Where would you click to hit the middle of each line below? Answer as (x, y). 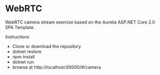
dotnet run (23, 62)
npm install (24, 56)
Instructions (17, 37)
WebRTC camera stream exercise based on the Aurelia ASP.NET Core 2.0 (80, 22)
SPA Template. (20, 27)
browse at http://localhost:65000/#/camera (56, 67)
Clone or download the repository (47, 46)
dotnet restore (27, 51)
